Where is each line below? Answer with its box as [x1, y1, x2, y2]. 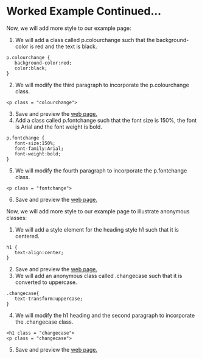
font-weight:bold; [14, 151, 61, 157]
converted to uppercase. [15, 279, 77, 286]
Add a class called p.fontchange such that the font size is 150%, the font [15, 116, 197, 124]
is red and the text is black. [29, 43, 97, 50]
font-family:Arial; [14, 145, 64, 152]
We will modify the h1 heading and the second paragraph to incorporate [15, 311, 195, 319]
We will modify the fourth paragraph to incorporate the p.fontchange [15, 166, 187, 174]
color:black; [14, 65, 47, 71]
